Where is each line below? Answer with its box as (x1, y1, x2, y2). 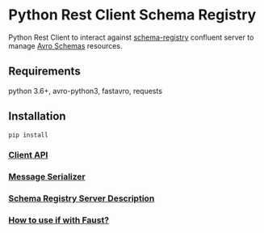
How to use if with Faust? (8, 214, 110, 226)
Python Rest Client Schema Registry (8, 6, 257, 24)
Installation (8, 109, 66, 123)
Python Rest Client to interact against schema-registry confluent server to (8, 32, 254, 42)
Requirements (8, 65, 81, 78)
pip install (8, 131, 48, 139)
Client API (8, 150, 48, 161)
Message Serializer (8, 172, 86, 183)
